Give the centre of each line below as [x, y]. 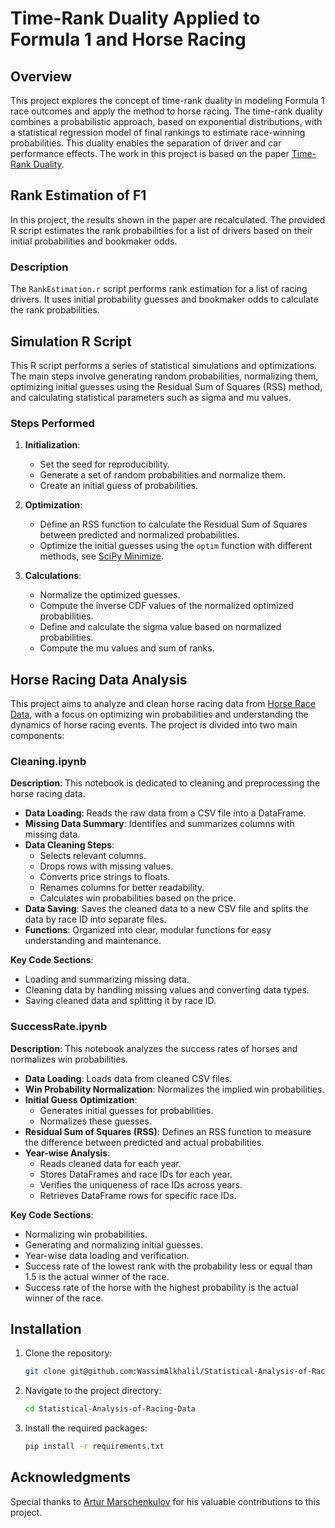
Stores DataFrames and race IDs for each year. [136, 1174]
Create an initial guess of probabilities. [118, 486]
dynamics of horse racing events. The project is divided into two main [154, 725]
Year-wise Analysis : [67, 1153]
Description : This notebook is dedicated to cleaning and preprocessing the [165, 783]
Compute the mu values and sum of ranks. [127, 648]
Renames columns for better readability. [122, 888]
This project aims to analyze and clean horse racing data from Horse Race [163, 704]
